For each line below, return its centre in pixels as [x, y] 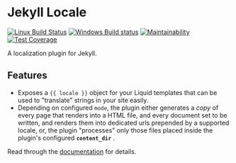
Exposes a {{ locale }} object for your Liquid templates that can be [117, 92]
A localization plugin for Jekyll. [52, 53]
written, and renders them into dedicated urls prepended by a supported [123, 123]
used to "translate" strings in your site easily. [83, 100]
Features [27, 75]
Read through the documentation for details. [72, 151]
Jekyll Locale [47, 12]
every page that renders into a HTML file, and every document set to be [122, 115]
